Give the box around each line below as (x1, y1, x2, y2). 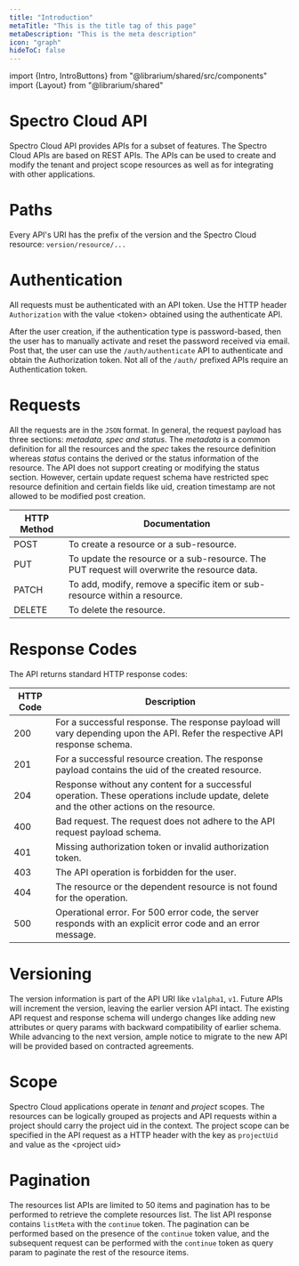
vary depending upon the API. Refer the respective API (55, 727, 284, 739)
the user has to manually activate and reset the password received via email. (9, 335, 291, 346)
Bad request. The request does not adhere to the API (55, 815, 276, 827)
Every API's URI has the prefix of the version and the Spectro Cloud (9, 230, 256, 240)
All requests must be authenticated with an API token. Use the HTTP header (9, 299, 287, 310)
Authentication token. (9, 364, 88, 375)
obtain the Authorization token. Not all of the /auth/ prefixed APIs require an (9, 354, 288, 365)
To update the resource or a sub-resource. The (68, 552, 267, 565)
